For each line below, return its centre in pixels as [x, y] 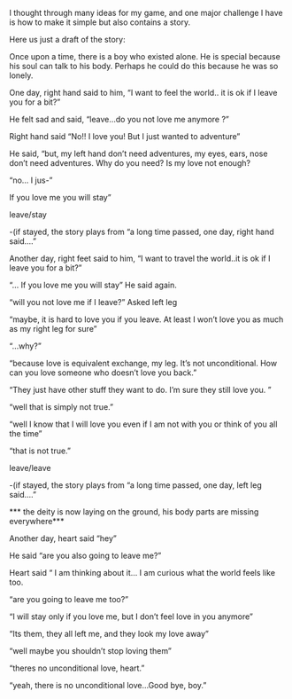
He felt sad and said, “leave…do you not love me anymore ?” [119, 119]
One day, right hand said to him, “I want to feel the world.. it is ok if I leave [143, 93]
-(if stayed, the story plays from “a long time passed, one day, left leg [136, 485]
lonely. [21, 75]
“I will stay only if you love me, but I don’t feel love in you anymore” [131, 617]
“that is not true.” [40, 451]
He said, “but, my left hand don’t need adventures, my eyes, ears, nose [138, 153]
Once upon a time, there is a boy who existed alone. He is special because [145, 56]
